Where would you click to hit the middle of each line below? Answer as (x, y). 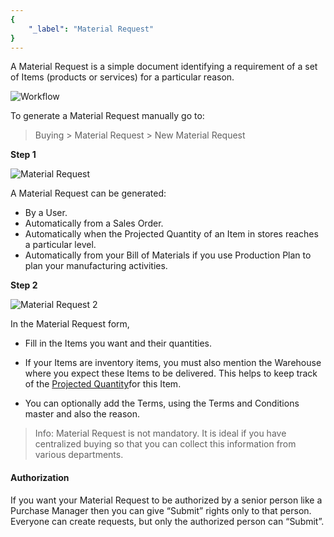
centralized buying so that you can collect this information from (165, 444)
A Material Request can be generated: (88, 193)
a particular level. (60, 245)
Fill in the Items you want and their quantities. (118, 343)
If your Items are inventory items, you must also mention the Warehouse (173, 363)
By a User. (46, 213)
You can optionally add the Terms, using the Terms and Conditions (162, 403)
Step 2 (24, 285)
